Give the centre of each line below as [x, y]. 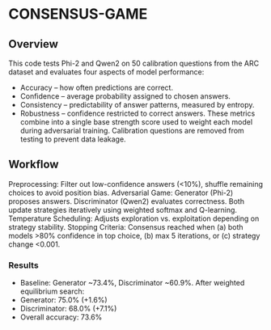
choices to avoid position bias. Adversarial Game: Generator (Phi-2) [121, 192]
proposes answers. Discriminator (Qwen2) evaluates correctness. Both [127, 201]
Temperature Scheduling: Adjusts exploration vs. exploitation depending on [134, 218]
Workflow [34, 165]
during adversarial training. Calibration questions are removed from [132, 131]
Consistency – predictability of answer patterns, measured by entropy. [137, 105]
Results [23, 265]
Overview [34, 44]
